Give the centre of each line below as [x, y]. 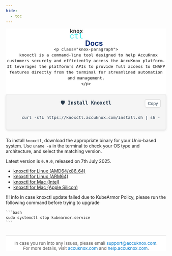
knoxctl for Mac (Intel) [36, 182]
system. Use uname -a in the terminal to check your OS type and [73, 146]
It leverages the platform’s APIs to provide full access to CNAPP [86, 66]
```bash [14, 212]
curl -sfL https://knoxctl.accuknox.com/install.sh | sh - [91, 117]
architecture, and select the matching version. [54, 151]
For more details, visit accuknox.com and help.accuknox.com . [86, 248]
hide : [11, 11]
